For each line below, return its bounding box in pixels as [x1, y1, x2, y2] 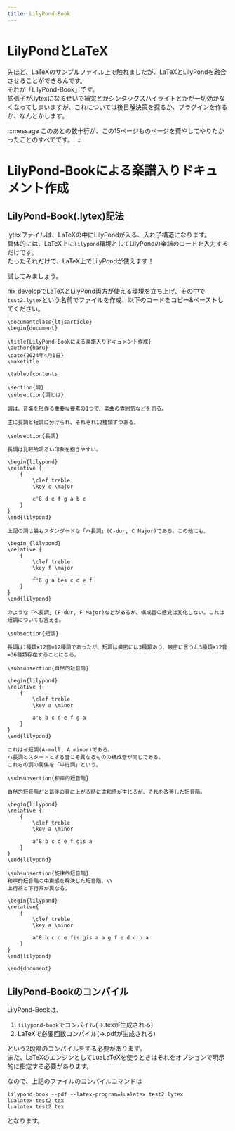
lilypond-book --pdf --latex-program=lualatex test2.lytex [7, 1091, 184, 1099]
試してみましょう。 [7, 272, 62, 280]
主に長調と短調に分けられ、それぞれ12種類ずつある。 [7, 418, 139, 426]
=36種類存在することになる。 [7, 651, 80, 658]
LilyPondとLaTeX [7, 43, 109, 58]
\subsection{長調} [7, 432, 59, 439]
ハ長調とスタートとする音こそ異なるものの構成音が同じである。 [7, 754, 164, 761]
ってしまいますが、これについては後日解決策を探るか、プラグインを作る [19, 103, 228, 111]
